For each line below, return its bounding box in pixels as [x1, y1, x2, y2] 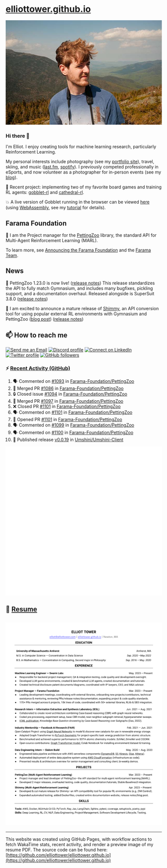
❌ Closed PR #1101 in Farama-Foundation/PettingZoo [12, 403, 121, 409]
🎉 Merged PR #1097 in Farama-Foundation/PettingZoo [12, 398, 123, 404]
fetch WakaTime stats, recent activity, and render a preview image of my [5, 842, 154, 848]
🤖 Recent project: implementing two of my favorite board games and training [5, 184, 162, 190]
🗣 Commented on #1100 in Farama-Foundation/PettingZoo [12, 429, 133, 435]
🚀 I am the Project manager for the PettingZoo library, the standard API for [5, 232, 157, 238]
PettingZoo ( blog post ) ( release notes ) [5, 316, 84, 322]
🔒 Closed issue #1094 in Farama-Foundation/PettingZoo [12, 391, 128, 397]
